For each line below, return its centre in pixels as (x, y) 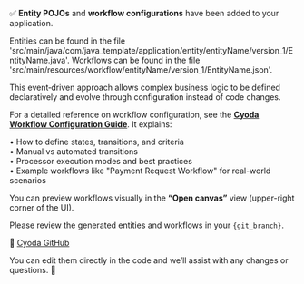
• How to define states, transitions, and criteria (97, 142)
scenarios (28, 180)
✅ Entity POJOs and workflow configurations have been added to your (144, 13)
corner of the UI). (42, 207)
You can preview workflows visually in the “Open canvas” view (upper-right (152, 198)
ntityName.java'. (39, 60)
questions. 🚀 (33, 270)
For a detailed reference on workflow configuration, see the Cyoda (134, 114)
